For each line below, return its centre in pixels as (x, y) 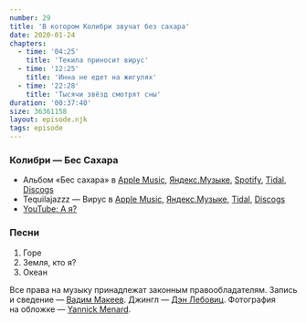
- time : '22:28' (48, 86)
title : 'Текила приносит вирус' (87, 60)
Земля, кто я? (49, 262)
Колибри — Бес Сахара (64, 160)
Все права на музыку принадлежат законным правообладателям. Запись (153, 289)
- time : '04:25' (48, 52)
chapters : (28, 43)
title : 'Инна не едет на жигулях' (91, 78)
